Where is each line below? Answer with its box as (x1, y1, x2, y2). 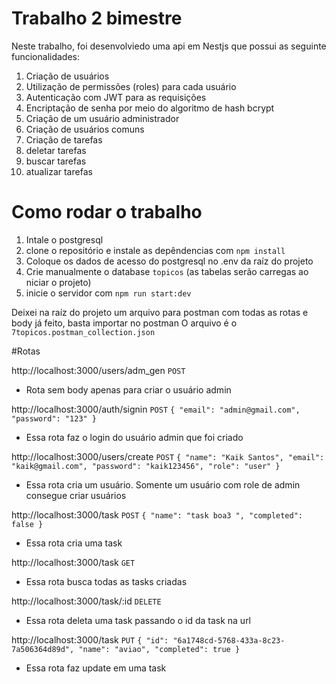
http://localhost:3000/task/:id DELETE (11, 595, 162, 607)
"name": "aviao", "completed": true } (78, 644, 241, 654)
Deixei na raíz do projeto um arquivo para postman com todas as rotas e (11, 306, 309, 318)
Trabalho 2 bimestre (11, 7, 183, 30)
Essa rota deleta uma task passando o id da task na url (25, 614, 252, 626)
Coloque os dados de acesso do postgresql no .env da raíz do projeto (25, 255, 314, 267)
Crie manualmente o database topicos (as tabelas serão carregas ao (25, 265, 309, 277)
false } (11, 519, 44, 529)
